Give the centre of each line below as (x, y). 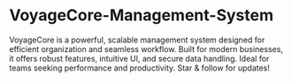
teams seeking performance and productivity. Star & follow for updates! (139, 68)
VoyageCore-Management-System (142, 15)
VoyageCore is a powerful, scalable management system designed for (137, 40)
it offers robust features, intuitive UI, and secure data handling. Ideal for (139, 58)
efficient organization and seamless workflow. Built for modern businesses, (146, 48)
